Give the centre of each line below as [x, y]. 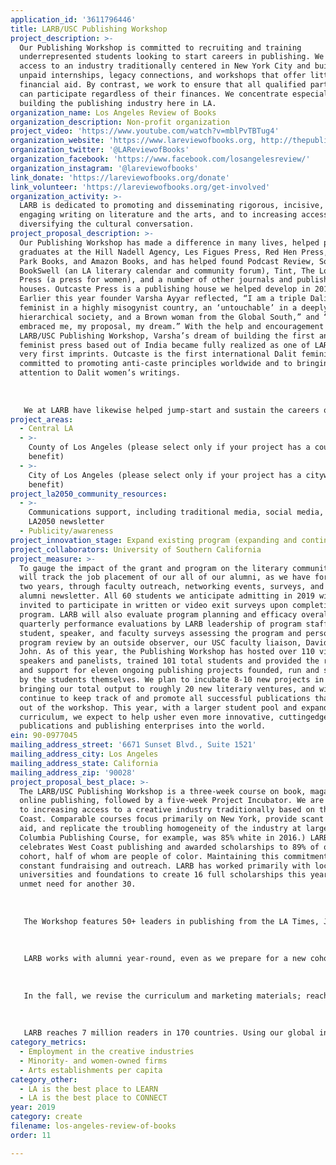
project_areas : [42, 419]
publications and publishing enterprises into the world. [143, 726]
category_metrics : [48, 1042]
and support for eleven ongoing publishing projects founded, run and [169, 671]
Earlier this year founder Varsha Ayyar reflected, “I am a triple [163, 299]
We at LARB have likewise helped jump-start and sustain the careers [171, 410]
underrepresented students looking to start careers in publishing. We [172, 57]
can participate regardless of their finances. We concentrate [153, 94]
